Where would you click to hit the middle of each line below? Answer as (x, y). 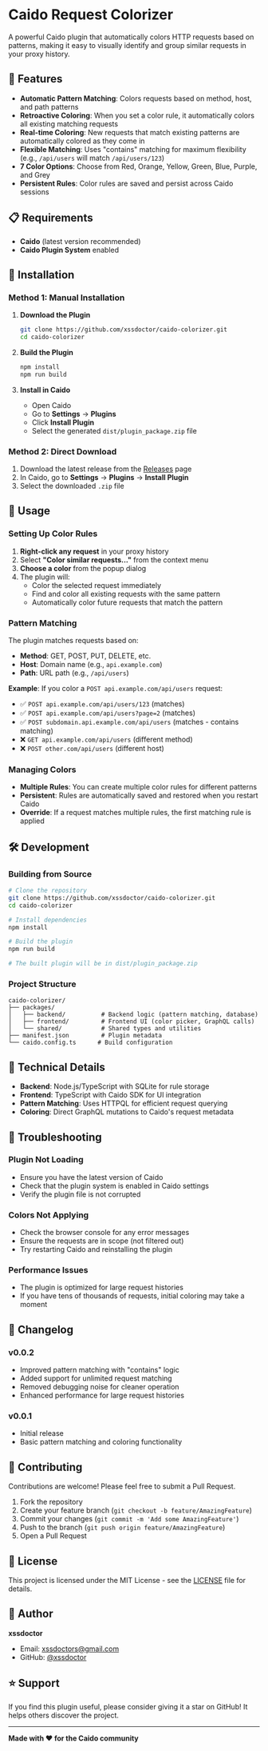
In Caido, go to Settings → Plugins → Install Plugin (104, 478)
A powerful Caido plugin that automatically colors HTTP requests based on (131, 37)
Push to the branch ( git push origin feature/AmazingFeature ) (122, 1527)
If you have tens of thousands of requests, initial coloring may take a (132, 1296)
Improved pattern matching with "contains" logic (99, 1370)
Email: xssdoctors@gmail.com (69, 1649)
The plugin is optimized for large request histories (101, 1287)
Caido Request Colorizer (91, 15)
